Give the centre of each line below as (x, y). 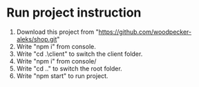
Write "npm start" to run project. (62, 76)
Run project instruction (74, 13)
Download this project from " (58, 32)
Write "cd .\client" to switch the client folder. (79, 54)
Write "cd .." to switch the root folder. (69, 68)
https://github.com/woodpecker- (145, 32)
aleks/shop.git (37, 39)
